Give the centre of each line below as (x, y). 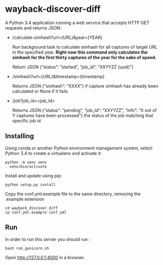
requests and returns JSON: (33, 28)
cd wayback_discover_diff (31, 208)
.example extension (25, 199)
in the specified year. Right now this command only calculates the (80, 52)
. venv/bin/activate (26, 166)
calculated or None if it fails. (41, 91)
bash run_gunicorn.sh (27, 248)
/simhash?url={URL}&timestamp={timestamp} (58, 76)
